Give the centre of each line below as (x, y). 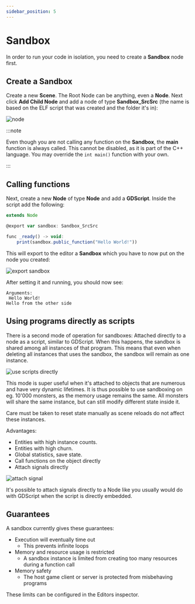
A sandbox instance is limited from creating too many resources (100, 558)
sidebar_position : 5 (31, 11)
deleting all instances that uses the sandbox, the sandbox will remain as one (98, 354)
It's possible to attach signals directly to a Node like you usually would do (95, 490)
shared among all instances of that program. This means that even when (93, 348)
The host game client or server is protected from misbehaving (98, 577)
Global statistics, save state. (48, 454)
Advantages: (21, 430)
